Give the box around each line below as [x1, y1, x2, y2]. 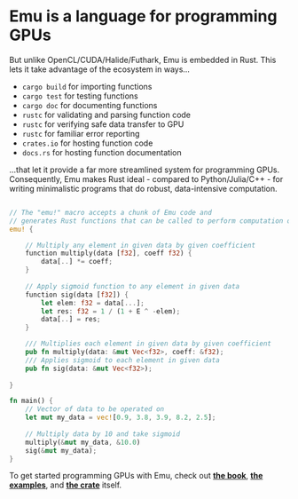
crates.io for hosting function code [21, 138, 153, 148]
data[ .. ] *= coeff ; [41, 257, 114, 266]
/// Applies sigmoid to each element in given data [25, 355, 220, 365]
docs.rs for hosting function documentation [21, 147, 182, 157]
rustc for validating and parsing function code [21, 109, 192, 120]
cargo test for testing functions [21, 91, 139, 101]
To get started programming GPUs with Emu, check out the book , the [9, 471, 263, 481]
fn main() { [9, 397, 53, 406]
